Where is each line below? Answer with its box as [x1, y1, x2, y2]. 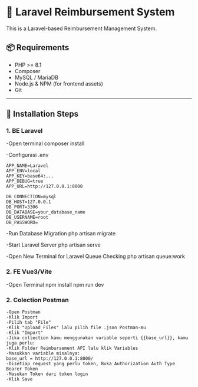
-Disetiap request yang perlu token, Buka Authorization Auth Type [6, 361, 176, 367]
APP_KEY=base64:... [6, 173, 54, 179]
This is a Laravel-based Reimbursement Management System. [6, 25, 157, 32]
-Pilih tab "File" [6, 320, 51, 326]
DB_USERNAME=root [6, 215, 49, 221]
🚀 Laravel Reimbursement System [6, 5, 175, 19]
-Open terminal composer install [6, 140, 85, 147]
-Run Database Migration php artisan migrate [6, 230, 116, 237]
